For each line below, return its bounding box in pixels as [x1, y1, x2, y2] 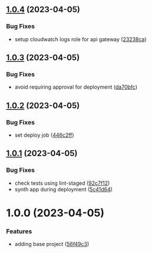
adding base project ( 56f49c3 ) [14, 241, 90, 248]
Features [6, 227, 32, 235]
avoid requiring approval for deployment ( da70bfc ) [14, 83, 138, 90]
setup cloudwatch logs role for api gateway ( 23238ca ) [14, 35, 147, 43]
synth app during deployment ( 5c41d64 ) [14, 185, 113, 193]
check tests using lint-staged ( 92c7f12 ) [14, 179, 110, 187]
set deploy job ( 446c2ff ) [14, 131, 75, 139]
